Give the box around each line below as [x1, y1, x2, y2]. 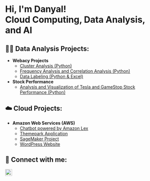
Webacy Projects [12, 58, 49, 63]
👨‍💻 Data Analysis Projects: [5, 44, 89, 53]
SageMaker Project [19, 136, 59, 142]
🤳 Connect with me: [5, 156, 67, 164]
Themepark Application [19, 130, 68, 136]
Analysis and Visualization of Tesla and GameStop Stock [19, 84, 136, 90]
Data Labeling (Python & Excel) [19, 74, 83, 79]
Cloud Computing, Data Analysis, [5, 14, 146, 25]
